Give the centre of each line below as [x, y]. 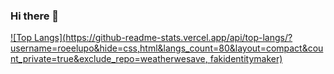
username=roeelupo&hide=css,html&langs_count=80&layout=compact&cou [167, 48]
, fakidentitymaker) [243, 59]
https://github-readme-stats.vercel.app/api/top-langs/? [179, 38]
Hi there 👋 [35, 16]
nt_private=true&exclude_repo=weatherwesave [108, 59]
